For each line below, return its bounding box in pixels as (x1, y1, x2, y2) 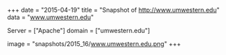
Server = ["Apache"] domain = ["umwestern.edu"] (7, 27, 150, 34)
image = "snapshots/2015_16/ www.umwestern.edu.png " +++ (7, 40, 182, 47)
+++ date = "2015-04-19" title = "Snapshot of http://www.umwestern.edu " (7, 6, 220, 14)
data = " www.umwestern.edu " (7, 13, 94, 21)
